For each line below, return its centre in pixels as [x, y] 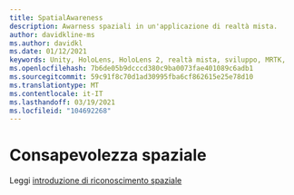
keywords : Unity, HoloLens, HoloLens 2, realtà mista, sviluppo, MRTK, [147, 60]
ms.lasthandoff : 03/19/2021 [63, 102]
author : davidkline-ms [52, 34]
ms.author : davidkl [46, 43]
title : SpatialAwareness [56, 18]
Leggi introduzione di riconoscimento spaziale [96, 180]
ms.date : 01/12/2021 [49, 52]
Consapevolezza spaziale [108, 156]
